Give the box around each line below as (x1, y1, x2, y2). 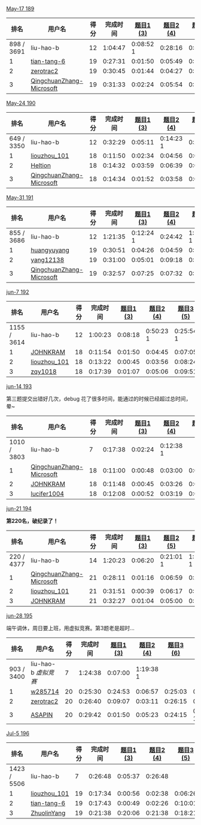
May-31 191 (6, 194, 34, 201)
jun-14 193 (6, 383, 32, 390)
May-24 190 (6, 100, 36, 107)
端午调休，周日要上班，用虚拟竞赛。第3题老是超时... (6, 625, 135, 631)
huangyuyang (31, 246, 70, 254)
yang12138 (31, 256, 65, 264)
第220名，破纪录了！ (6, 517, 59, 524)
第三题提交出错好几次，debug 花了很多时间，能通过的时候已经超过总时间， (6, 395, 191, 402)
